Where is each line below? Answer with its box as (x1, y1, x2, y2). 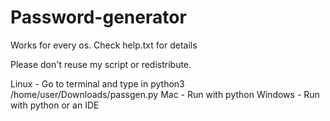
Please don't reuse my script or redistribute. (10, 58, 192, 70)
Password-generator (10, 6, 187, 29)
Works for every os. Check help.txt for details (10, 39, 198, 51)
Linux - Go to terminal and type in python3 (10, 77, 185, 90)
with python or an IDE (10, 99, 100, 111)
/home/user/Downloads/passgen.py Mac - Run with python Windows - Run (10, 88, 320, 100)
